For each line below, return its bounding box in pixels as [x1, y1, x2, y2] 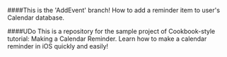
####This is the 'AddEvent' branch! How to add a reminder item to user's [7, 6, 221, 14]
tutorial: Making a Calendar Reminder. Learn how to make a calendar [7, 34, 207, 43]
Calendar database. [7, 13, 65, 22]
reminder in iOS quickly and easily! [7, 42, 108, 50]
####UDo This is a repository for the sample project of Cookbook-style [7, 27, 216, 35]
